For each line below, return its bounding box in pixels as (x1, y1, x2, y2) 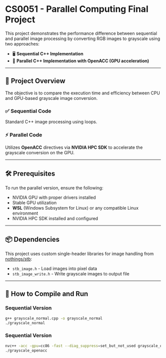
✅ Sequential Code (5, 107, 52, 114)
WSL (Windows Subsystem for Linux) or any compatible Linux (12, 205, 139, 211)
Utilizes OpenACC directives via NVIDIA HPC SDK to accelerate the (5, 144, 143, 150)
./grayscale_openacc (5, 348, 48, 353)
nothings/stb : (5, 256, 32, 262)
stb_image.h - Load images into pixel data (12, 266, 97, 271)
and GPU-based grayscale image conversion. (5, 95, 98, 101)
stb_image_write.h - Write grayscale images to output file (12, 270, 129, 276)
